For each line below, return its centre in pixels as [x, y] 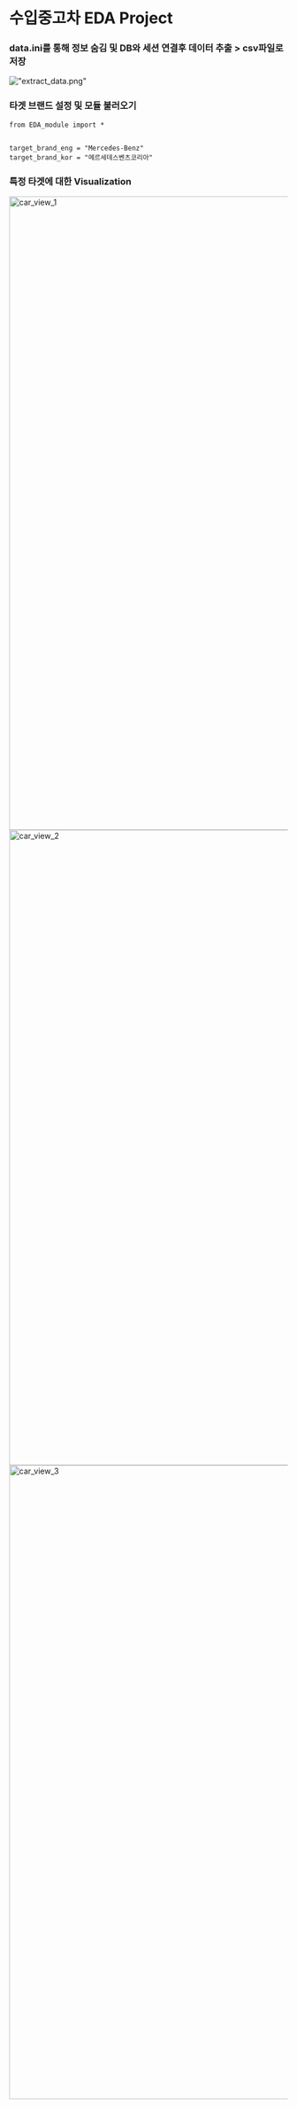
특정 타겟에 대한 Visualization [70, 181]
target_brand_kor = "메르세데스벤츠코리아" [81, 157]
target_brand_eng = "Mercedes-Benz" [76, 148]
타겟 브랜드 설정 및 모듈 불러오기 [73, 105]
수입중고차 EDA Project [91, 18]
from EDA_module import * [57, 125]
